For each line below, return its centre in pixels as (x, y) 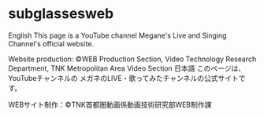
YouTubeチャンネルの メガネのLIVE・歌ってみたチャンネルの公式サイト (123, 78)
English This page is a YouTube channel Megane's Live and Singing (117, 35)
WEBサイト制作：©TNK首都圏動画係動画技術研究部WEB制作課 (110, 104)
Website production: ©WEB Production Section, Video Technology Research (132, 59)
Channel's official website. (51, 43)
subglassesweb (61, 14)
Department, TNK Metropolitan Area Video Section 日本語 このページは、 (127, 68)
